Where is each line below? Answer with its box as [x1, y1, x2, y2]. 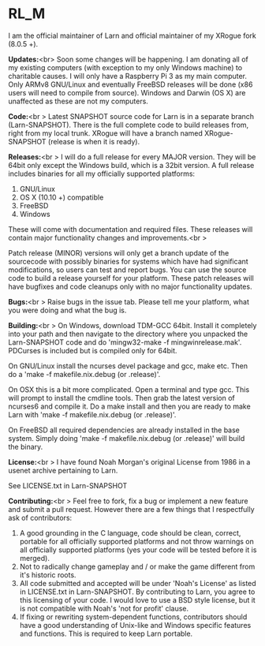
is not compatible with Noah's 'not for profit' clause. [19, 603, 189, 613]
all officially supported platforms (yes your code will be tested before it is [19, 545, 257, 555]
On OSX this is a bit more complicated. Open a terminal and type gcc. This [8, 384, 250, 394]
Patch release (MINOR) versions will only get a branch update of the [8, 248, 230, 257]
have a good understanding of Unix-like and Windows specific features [19, 620, 252, 629]
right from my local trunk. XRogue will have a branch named [8, 128, 203, 138]
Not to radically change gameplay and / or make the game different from [19, 562, 256, 571]
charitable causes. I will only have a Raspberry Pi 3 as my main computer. [8, 71, 247, 80]
